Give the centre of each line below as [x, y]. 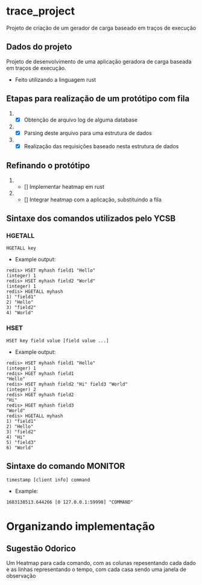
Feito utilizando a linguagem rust [55, 79]
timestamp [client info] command [48, 480]
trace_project [41, 11]
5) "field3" [21, 442]
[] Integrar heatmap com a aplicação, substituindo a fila [93, 199]
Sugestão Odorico [41, 548]
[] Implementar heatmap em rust [64, 186]
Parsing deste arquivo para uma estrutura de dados [88, 133]
